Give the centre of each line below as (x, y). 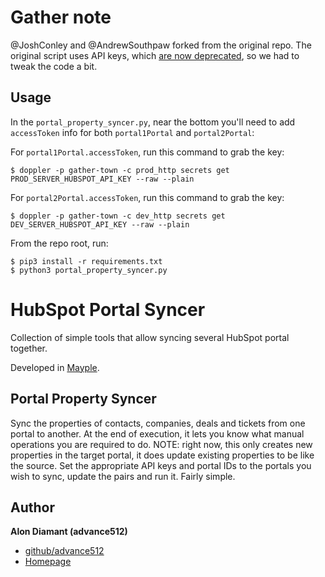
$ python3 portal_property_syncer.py (89, 270)
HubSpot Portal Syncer (108, 309)
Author (32, 507)
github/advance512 (64, 551)
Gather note (61, 17)
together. (29, 348)
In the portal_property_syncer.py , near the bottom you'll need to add (153, 122)
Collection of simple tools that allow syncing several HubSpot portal (150, 337)
